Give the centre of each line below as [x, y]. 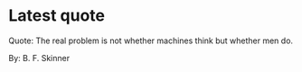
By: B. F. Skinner [39, 58]
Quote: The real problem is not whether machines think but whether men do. [151, 40]
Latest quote [57, 16]
